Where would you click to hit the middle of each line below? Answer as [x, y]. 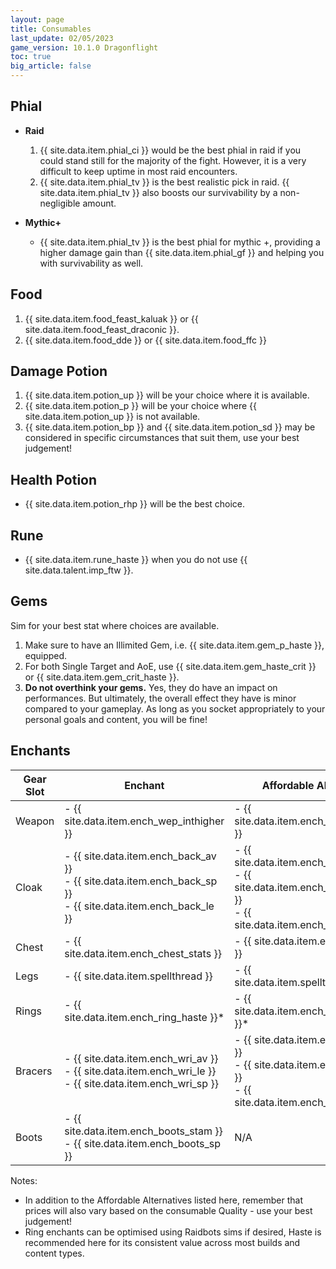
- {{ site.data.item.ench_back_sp [141, 881]
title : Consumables [51, 29]
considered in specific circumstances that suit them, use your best [162, 438]
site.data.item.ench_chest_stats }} [143, 953]
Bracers [34, 1071]
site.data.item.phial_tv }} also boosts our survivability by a [158, 192]
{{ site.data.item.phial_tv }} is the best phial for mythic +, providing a [180, 242]
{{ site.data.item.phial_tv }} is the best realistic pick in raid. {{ [164, 182]
